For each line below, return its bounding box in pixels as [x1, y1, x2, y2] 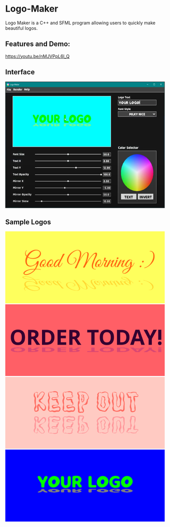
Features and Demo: [5, 40, 70, 49]
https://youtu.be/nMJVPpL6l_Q [5, 53, 70, 59]
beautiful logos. [5, 25, 38, 31]
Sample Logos [5, 218, 52, 226]
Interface [5, 68, 35, 76]
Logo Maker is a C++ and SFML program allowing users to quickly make [5, 20, 156, 26]
